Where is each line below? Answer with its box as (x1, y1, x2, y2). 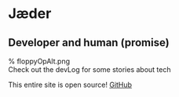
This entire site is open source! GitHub (8, 80, 132, 89)
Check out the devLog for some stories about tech (8, 65, 171, 74)
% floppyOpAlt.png (8, 56, 71, 66)
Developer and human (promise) (8, 36, 170, 49)
